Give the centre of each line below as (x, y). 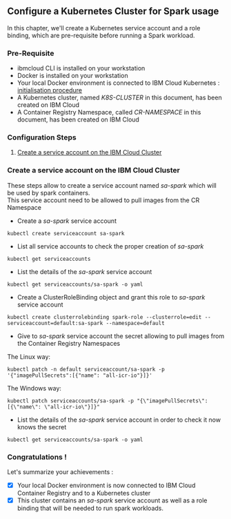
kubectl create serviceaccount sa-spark (66, 233)
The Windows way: (34, 388)
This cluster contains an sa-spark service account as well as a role (112, 500)
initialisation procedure (50, 90)
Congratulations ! (37, 457)
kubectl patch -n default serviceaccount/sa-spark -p (86, 369)
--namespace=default (135, 323)
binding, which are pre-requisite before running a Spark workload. (101, 35)
